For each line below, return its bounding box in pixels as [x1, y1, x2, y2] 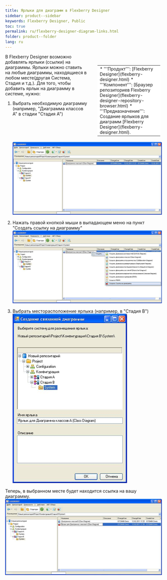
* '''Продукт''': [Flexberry [99, 66, 153, 72]
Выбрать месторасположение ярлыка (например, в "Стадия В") [12, 308, 149, 314]
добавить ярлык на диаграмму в [5, 85, 75, 91]
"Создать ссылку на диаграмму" [12, 225, 83, 231]
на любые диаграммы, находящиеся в [5, 70, 87, 76]
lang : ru [5, 40, 23, 45]
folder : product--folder [5, 34, 57, 39]
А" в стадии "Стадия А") [12, 111, 63, 117]
